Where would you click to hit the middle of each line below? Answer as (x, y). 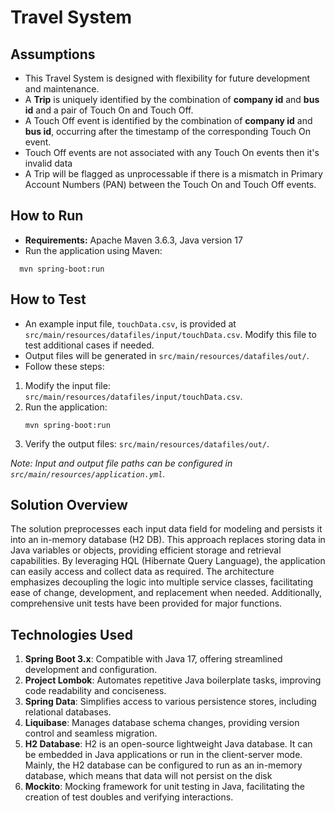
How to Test (48, 299)
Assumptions (53, 54)
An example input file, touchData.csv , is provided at (130, 323)
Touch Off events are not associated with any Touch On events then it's (172, 152)
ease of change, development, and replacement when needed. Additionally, (166, 593)
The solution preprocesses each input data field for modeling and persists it (166, 529)
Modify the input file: (67, 385)
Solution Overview (69, 505)
